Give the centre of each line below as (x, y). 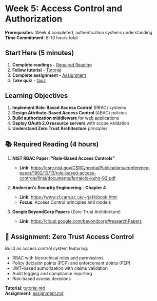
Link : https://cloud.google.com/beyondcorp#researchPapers (81, 221)
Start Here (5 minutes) (39, 53)
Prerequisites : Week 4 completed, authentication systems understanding (79, 32)
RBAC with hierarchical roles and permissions (58, 258)
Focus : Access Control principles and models (65, 202)
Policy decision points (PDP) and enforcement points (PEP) (71, 263)
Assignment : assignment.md (34, 293)
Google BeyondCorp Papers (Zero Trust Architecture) (66, 212)
